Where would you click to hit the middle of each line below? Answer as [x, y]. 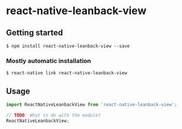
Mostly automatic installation [49, 61]
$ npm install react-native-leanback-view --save [68, 46]
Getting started [35, 33]
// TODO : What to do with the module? [53, 115]
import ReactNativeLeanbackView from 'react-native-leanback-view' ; [92, 105]
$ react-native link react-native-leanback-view [67, 73]
